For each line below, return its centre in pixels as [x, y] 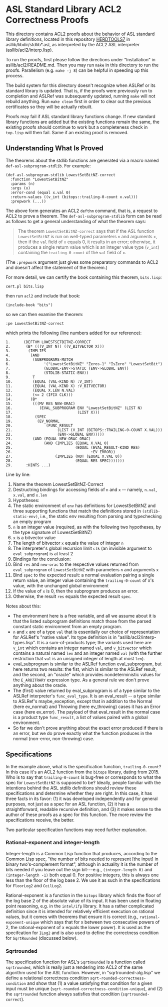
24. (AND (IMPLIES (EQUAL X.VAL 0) [57, 443]
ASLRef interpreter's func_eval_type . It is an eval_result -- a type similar [87, 696]
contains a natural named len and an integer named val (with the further [87, 653]
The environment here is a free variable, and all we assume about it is [84, 616]
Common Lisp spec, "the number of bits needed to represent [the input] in [82, 859]
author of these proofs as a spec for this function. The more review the [79, 815]
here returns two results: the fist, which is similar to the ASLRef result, [85, 669]
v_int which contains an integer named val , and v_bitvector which [82, 648]
